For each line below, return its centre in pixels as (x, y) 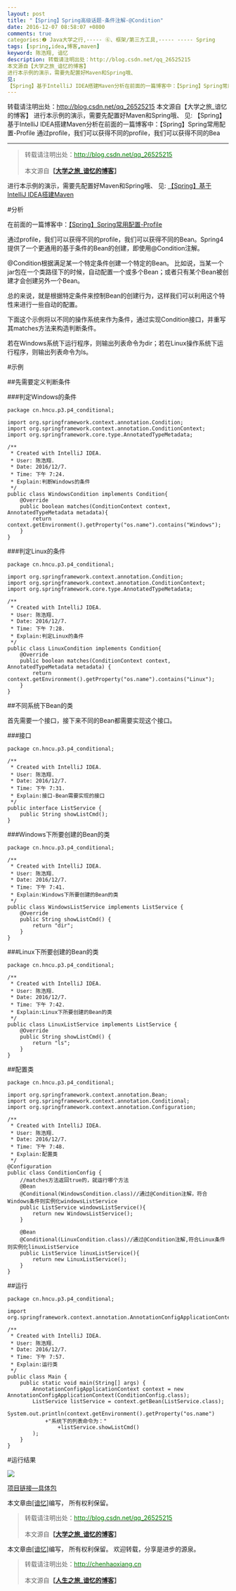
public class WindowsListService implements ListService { (96, 907)
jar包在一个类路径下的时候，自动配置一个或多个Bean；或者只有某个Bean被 (115, 272)
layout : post (26, 14)
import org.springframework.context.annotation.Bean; (88, 1095)
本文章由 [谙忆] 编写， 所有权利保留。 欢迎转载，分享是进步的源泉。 (104, 1549)
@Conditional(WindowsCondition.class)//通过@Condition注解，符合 (114, 1194)
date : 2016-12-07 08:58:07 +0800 (56, 27)
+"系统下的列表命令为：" (76, 1421)
